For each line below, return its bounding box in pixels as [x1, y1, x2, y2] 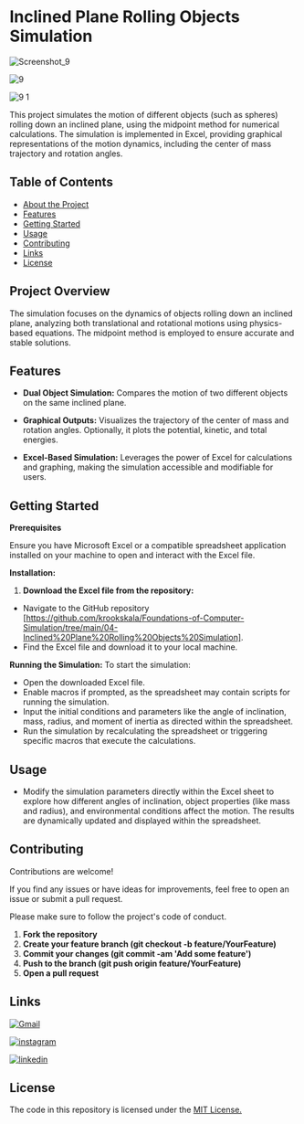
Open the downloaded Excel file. [22, 677, 146, 688]
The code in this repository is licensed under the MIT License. [9, 1104, 242, 1116]
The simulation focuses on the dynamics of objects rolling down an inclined [9, 308, 294, 319]
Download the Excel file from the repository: [22, 585, 194, 596]
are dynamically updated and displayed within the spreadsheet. [22, 815, 262, 826]
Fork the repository [22, 928, 98, 939]
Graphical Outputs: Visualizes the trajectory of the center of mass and [22, 415, 289, 426]
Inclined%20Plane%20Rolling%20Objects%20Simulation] [22, 632, 242, 643]
